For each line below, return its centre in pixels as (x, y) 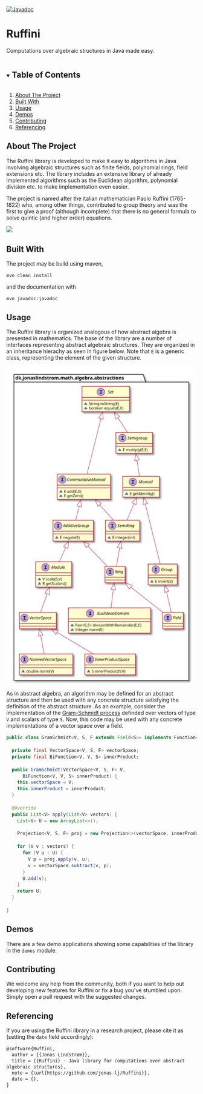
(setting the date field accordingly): (50, 1037)
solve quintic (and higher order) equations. (60, 218)
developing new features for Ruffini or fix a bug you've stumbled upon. (94, 990)
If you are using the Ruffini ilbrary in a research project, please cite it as (95, 1030)
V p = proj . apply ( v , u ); (59, 859)
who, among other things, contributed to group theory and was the (105, 205)
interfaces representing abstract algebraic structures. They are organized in (101, 345)
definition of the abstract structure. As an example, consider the (86, 706)
